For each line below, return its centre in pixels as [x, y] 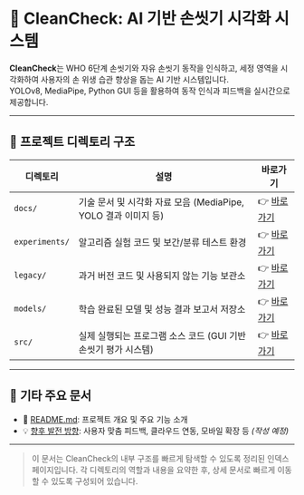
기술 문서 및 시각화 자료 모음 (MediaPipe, [161, 202]
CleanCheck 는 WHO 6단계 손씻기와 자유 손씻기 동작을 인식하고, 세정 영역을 [144, 68]
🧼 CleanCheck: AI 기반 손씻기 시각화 [140, 19]
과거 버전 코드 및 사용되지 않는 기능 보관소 [162, 276]
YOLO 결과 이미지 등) [121, 216]
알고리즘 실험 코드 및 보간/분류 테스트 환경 [162, 243]
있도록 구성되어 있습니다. [95, 480]
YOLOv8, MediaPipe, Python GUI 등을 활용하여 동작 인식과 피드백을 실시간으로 [150, 91]
